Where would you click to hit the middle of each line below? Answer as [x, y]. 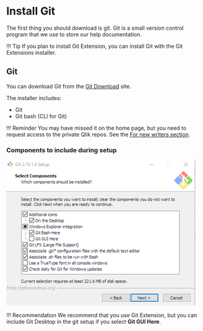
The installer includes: [34, 98]
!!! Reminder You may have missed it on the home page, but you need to [96, 128]
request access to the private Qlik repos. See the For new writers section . [98, 134]
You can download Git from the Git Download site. [69, 86]
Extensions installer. [31, 52]
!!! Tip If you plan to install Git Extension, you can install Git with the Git [95, 46]
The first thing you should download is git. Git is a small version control [95, 28]
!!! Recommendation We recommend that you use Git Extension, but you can [102, 315]
